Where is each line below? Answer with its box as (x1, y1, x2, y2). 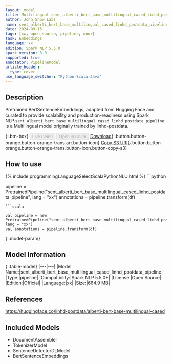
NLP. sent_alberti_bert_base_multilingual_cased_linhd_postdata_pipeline (5, 117, 165, 123)
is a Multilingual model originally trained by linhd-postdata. (5, 123, 129, 129)
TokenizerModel (12, 342, 47, 348)
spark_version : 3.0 (5, 50, 47, 55)
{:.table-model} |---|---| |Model (5, 264, 72, 270)
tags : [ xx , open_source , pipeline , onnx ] (5, 31, 95, 36)
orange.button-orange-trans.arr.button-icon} (5, 139, 100, 146)
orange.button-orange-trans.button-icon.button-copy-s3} (5, 145, 127, 151)
